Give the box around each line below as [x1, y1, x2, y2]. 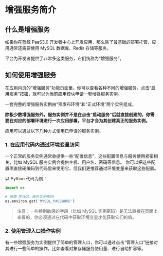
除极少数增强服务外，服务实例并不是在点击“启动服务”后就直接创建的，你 [5, 111, 151, 117]
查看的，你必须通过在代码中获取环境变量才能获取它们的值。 [17, 214, 137, 220]
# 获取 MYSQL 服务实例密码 [5, 194, 54, 199]
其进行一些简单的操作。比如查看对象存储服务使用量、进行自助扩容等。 [5, 246, 146, 252]
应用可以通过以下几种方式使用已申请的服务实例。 [5, 128, 103, 134]
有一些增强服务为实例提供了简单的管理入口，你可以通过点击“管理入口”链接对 [5, 239, 158, 245]
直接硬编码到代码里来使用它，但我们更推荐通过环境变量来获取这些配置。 [13, 166, 159, 171]
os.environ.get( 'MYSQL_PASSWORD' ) [5, 199, 75, 204]
